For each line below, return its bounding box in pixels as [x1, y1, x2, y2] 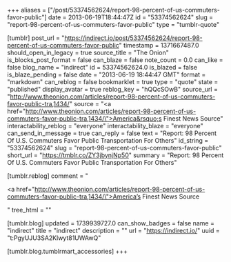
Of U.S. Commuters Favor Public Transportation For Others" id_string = [7, 137, 209, 144]
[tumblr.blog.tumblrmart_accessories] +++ [7, 248, 128, 255]
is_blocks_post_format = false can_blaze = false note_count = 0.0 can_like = [7, 56, 223, 64]
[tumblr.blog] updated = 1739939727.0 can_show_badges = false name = [7, 219, 215, 227]
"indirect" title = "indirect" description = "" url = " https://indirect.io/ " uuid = [7, 227, 221, 234]
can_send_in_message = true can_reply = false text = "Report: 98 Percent [7, 129, 217, 137]
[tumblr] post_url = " [7, 34, 65, 42]
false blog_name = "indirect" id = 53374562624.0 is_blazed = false [7, 63, 198, 71]
